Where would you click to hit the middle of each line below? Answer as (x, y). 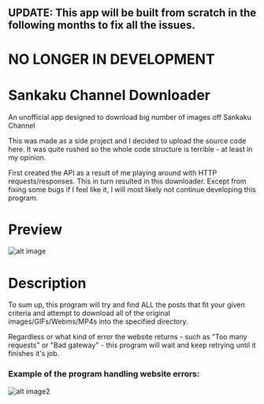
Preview (35, 230)
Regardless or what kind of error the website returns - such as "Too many (128, 337)
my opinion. (27, 158)
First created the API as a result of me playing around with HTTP (113, 172)
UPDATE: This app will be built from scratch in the (132, 13)
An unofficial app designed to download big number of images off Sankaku (130, 117)
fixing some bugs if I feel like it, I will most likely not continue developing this (132, 189)
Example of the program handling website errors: (104, 374)
